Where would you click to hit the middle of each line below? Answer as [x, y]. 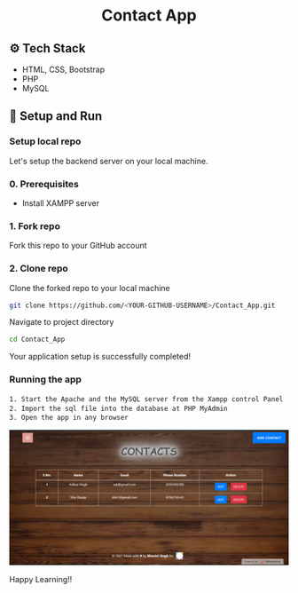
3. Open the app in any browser [69, 418]
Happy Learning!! [41, 580]
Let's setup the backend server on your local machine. [109, 161]
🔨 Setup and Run [56, 116]
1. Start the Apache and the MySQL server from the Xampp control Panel [146, 399]
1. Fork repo [35, 225]
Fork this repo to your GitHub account [78, 246]
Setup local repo [45, 141]
